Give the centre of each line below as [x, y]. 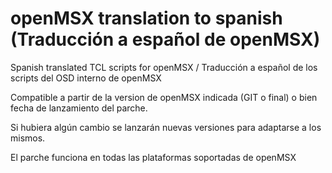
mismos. [28, 138]
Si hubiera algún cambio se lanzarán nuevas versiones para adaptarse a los [166, 127]
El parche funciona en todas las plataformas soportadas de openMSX [153, 157]
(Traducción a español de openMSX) [165, 39]
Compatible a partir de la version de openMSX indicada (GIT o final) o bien [164, 97]
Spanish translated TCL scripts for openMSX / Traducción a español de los [164, 67]
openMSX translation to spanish [146, 18]
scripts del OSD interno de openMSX [86, 78]
